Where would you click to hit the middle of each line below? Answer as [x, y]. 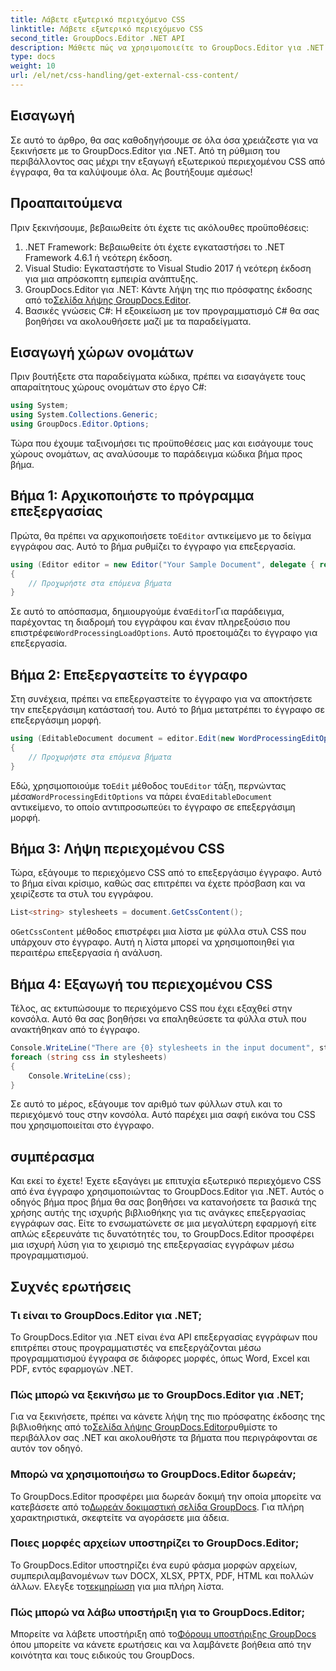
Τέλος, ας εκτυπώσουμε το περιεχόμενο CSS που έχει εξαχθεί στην [151, 1008]
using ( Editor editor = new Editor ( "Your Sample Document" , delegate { [162, 564]
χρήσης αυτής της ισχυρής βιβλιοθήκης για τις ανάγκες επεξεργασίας [158, 1213]
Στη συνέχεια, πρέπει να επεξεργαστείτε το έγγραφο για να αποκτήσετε [161, 699]
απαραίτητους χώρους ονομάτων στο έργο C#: [108, 387]
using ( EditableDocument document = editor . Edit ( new [122, 739]
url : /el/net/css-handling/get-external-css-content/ [125, 76]
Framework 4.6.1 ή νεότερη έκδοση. [98, 257]
